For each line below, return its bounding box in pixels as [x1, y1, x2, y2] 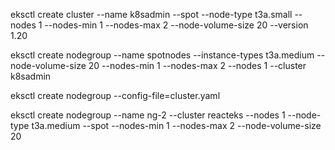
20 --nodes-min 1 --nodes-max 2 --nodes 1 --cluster [88, 60, 307, 71]
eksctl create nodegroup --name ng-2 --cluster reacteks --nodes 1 [10, 109, 286, 121]
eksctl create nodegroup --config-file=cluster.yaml [10, 90, 221, 101]
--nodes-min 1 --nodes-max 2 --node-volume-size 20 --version [44, 19, 309, 31]
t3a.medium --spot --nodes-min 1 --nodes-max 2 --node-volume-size [31, 120, 322, 131]
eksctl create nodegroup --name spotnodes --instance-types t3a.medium [10, 49, 315, 61]
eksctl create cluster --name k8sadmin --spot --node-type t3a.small [10, 9, 293, 20]
